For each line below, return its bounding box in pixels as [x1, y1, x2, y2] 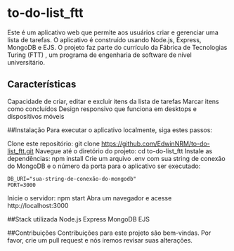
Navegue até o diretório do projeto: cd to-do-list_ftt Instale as [34, 146, 213, 155]
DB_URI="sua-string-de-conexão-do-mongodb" [7, 175, 137, 182]
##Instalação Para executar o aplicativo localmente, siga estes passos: [7, 125, 213, 134]
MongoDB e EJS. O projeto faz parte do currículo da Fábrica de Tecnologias [7, 43, 228, 51]
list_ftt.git [7, 146, 34, 155]
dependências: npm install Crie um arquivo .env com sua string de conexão [7, 154, 226, 162]
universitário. [7, 58, 46, 66]
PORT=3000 [7, 181, 37, 188]
